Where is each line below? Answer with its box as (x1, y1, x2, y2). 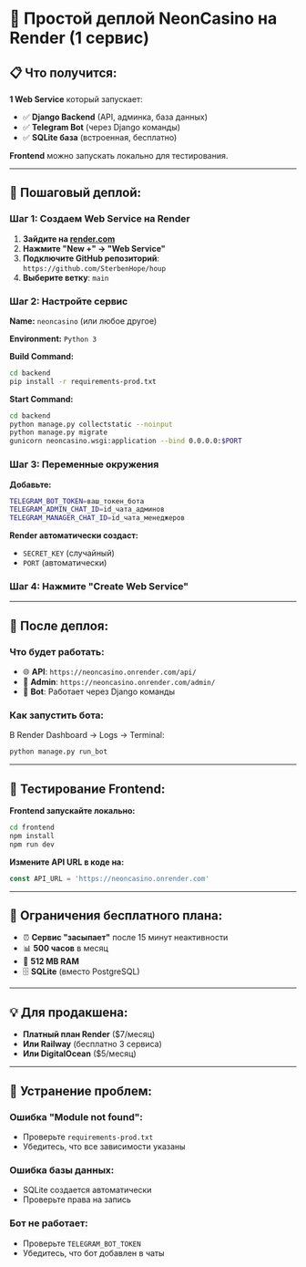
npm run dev (9, 839, 55, 849)
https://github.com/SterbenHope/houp (22, 264, 167, 273)
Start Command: (9, 393, 74, 404)
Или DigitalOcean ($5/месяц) (22, 1048, 137, 1059)
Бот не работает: (9, 1217, 88, 1230)
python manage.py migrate (9, 428, 107, 437)
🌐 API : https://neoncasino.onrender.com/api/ (22, 666, 198, 678)
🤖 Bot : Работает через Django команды (22, 686, 176, 697)
